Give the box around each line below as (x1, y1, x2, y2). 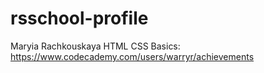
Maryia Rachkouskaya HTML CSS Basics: (10, 40, 181, 52)
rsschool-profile (10, 7, 149, 30)
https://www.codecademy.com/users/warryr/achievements (10, 50, 255, 62)
